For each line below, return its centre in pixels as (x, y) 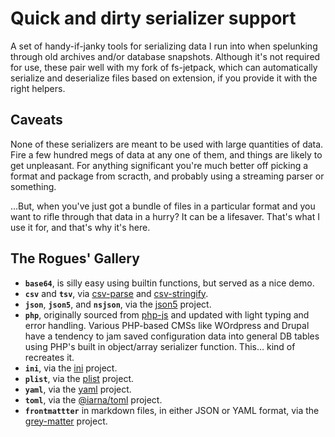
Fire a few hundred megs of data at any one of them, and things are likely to (166, 154)
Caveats (36, 120)
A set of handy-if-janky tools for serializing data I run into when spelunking (164, 46)
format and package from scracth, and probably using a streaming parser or (167, 176)
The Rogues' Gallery (75, 258)
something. (33, 186)
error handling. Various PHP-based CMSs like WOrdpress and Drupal (167, 325)
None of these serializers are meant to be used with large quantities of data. (167, 144)
